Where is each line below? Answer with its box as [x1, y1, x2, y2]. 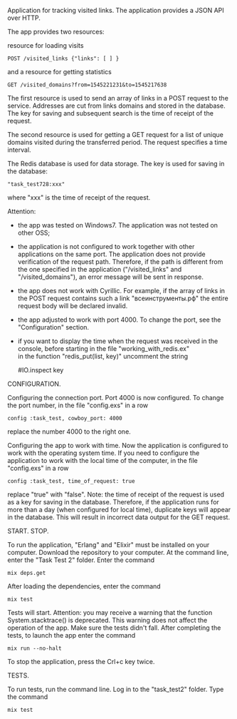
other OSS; [17, 228, 51, 237]
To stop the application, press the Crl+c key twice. [7, 658, 155, 666]
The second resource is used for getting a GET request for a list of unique [7, 131, 224, 138]
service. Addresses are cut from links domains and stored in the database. [7, 101, 226, 110]
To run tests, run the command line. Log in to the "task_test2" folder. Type [7, 685, 224, 693]
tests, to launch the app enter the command [7, 631, 136, 639]
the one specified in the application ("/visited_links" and [17, 265, 182, 273]
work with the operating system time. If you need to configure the [7, 449, 200, 457]
